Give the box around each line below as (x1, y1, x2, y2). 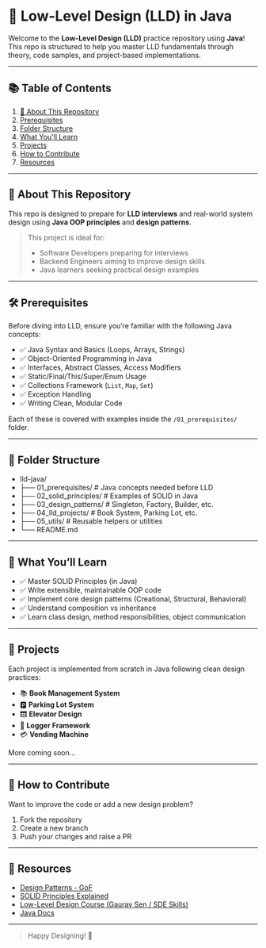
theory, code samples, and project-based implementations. (8, 50, 201, 59)
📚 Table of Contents (8, 82, 112, 95)
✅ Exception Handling (19, 390, 92, 399)
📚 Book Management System (19, 688, 120, 697)
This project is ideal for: (27, 232, 105, 242)
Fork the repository (19, 815, 83, 824)
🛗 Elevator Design (19, 709, 82, 719)
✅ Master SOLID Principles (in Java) (19, 577, 138, 585)
